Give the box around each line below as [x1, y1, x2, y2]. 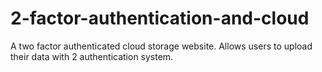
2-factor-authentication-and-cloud [10, 7, 310, 30]
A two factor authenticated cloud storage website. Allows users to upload [10, 40, 313, 52]
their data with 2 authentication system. [10, 50, 174, 62]
